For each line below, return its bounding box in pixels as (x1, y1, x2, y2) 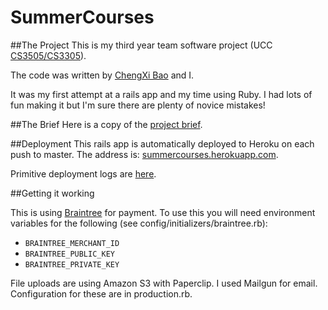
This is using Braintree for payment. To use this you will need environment (10, 206, 316, 218)
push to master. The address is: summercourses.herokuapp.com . (10, 148, 279, 160)
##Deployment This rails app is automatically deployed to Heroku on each (10, 137, 315, 150)
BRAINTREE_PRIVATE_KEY (24, 259, 120, 270)
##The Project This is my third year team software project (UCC (10, 39, 273, 51)
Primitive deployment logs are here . (10, 167, 157, 180)
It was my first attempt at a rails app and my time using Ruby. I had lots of (10, 88, 313, 100)
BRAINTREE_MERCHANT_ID (24, 238, 120, 248)
